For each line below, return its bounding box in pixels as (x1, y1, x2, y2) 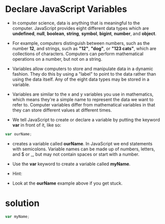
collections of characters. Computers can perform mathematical (12, 51, 144, 57)
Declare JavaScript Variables (5, 3, 127, 15)
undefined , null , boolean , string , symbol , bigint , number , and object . (12, 30, 157, 36)
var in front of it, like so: (12, 122, 61, 128)
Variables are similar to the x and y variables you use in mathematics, (12, 91, 154, 97)
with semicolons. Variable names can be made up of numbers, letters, (12, 146, 155, 152)
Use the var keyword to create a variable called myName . (12, 161, 131, 167)
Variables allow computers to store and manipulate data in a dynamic (12, 66, 154, 72)
